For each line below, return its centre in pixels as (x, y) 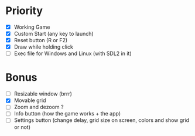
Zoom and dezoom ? (39, 107)
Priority (24, 11)
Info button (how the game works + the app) (67, 114)
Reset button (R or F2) (41, 40)
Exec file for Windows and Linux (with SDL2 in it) (73, 53)
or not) (22, 127)
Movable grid (30, 100)
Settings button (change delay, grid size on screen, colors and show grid (102, 120)
